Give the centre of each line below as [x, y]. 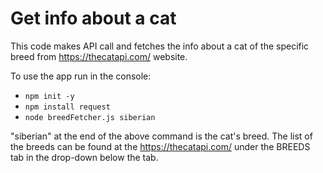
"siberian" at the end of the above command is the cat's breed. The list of [161, 136]
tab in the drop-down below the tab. [84, 157]
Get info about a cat [93, 18]
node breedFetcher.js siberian [90, 117]
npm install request [67, 107]
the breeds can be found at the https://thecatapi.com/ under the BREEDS [160, 146]
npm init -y [49, 96]
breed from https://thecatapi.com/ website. [99, 56]
